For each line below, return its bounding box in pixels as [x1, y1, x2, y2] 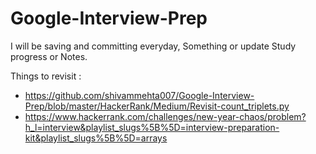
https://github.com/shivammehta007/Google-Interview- [24, 89, 255, 101]
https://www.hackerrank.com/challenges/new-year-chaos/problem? [24, 110, 307, 122]
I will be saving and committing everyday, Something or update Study [10, 40, 297, 52]
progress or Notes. [10, 50, 88, 62]
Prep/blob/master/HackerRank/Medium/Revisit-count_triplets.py [24, 100, 290, 112]
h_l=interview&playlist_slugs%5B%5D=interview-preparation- [24, 121, 280, 133]
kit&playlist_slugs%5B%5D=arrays [24, 132, 168, 144]
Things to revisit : [10, 70, 82, 82]
